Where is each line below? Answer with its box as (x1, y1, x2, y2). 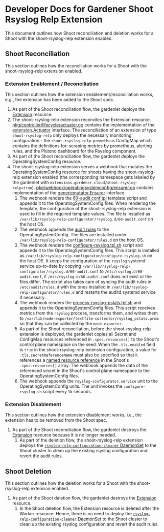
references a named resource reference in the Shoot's (19, 357, 129, 363)
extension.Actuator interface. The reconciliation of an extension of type (12, 127, 157, 133)
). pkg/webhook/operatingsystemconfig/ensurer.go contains (32, 185, 154, 190)
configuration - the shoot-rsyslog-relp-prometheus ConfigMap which (12, 138, 152, 144)
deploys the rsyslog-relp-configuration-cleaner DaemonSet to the (19, 442, 157, 448)
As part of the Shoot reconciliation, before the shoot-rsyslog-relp (19, 326, 151, 332)
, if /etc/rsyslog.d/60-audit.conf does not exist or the (41, 274, 152, 280)
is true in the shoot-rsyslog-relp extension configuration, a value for (19, 347, 158, 353)
